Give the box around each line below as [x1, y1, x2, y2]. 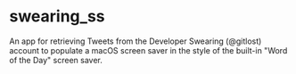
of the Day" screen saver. [9, 54, 103, 65]
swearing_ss [9, 6, 105, 27]
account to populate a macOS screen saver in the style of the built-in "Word [9, 45, 288, 55]
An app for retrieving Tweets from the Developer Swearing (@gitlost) [9, 36, 262, 46]
